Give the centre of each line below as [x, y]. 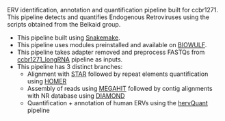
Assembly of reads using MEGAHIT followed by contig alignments [120, 89]
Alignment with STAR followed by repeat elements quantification [118, 74]
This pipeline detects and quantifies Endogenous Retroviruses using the [108, 17]
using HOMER [47, 81]
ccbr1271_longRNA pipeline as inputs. [70, 59]
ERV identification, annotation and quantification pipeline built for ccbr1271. [113, 10]
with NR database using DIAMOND [76, 96]
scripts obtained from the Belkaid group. [64, 24]
